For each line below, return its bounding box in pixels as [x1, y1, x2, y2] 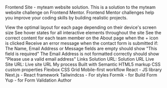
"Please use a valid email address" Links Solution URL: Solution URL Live [5, 56, 154, 62]
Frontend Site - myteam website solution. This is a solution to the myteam [5, 4, 156, 10]
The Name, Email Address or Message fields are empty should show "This [5, 46, 158, 51]
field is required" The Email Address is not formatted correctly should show [5, 51, 160, 57]
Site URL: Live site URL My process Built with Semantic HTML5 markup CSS [5, 62, 161, 67]
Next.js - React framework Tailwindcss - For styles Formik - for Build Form [5, 72, 158, 78]
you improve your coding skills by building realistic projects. [5, 15, 128, 20]
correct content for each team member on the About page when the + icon [5, 35, 159, 41]
